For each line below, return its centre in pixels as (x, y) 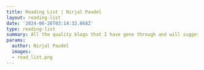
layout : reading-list (34, 18)
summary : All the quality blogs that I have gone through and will (93, 35)
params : (16, 40)
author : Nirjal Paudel (40, 46)
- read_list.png (32, 57)
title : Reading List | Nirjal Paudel (54, 12)
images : (22, 52)
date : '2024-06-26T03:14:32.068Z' (50, 23)
